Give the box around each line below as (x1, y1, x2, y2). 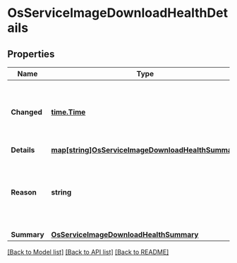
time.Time (51, 107, 86, 117)
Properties (7, 48, 55, 60)
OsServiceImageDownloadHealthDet (7, 5, 228, 21)
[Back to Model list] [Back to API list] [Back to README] (7, 248, 169, 256)
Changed (11, 107, 42, 117)
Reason (11, 188, 37, 197)
